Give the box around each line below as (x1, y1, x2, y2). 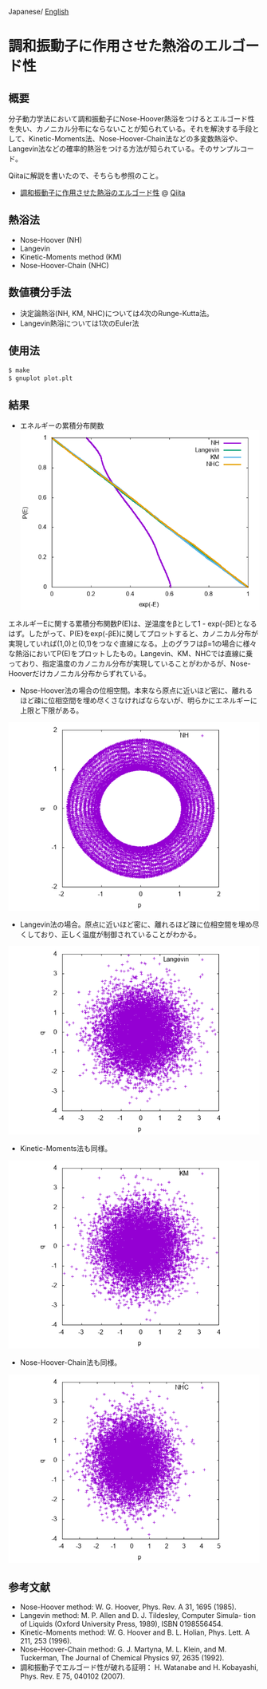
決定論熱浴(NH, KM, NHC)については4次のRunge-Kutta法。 (19, 308, 214, 318)
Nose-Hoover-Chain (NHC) (19, 260, 109, 270)
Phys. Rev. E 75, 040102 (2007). (19, 1671, 125, 1681)
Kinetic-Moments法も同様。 (19, 1144, 112, 1153)
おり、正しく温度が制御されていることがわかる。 (40, 930, 201, 939)
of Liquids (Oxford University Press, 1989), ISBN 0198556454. (19, 1620, 223, 1629)
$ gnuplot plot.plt (8, 374, 73, 382)
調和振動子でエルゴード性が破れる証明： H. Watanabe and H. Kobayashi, (19, 1663, 259, 1672)
